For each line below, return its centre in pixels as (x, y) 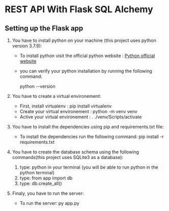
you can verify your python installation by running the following (86, 71)
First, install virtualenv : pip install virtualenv (66, 106)
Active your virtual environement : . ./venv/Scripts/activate (81, 117)
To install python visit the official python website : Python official (87, 56)
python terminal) (37, 173)
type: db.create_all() (41, 183)
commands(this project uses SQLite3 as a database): (67, 157)
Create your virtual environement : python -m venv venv (79, 111)
